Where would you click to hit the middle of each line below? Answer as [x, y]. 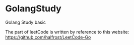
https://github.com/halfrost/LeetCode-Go [48, 37]
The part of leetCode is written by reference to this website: [67, 32]
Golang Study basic [26, 22]
